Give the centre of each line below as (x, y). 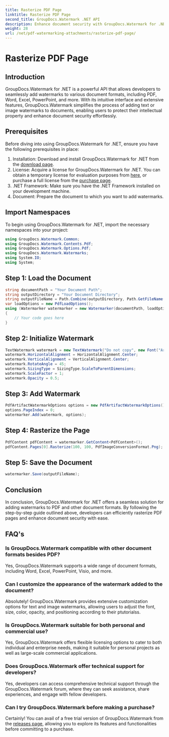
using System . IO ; (23, 258)
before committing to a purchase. (40, 729)
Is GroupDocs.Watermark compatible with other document (78, 548)
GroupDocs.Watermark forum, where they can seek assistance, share (77, 689)
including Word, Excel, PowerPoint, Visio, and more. (59, 571)
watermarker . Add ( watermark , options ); (46, 415)
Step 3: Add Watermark (43, 394)
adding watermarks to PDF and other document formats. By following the (81, 507)
